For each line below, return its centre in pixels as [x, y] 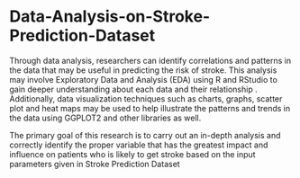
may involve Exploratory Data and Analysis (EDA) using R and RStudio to [143, 79]
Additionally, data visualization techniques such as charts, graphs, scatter [146, 98]
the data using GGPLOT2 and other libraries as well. [105, 118]
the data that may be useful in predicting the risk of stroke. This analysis [143, 70]
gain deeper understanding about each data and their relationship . [134, 89]
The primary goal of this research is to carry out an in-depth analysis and [145, 135]
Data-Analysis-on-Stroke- [110, 17]
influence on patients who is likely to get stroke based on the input [132, 154]
